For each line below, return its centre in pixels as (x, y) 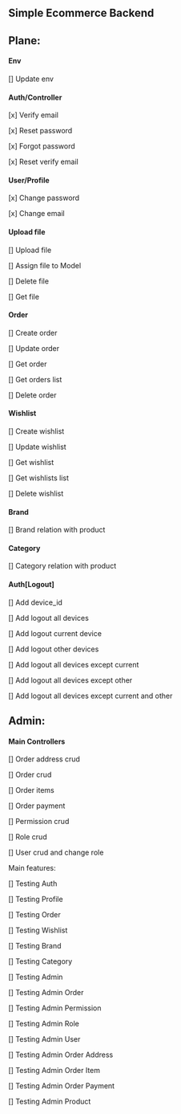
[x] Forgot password (42, 146)
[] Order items (31, 790)
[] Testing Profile (36, 900)
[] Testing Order (35, 915)
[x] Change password (44, 198)
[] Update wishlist (37, 447)
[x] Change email (37, 214)
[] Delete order (32, 395)
